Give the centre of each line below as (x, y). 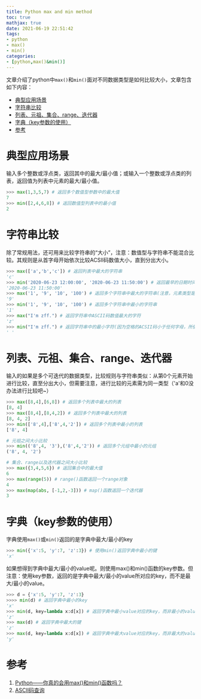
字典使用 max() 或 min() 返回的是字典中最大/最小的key (69, 539)
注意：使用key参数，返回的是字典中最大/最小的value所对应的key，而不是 (96, 576)
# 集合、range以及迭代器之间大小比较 (47, 463)
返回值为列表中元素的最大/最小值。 (60, 181)
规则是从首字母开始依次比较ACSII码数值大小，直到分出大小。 (97, 260)
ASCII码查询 (30, 690)
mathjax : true (24, 23)
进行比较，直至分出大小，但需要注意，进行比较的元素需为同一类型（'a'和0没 (100, 384)
